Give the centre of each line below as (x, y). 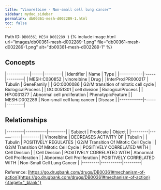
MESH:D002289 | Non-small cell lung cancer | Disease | (61, 100)
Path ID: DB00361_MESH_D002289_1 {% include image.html (60, 37)
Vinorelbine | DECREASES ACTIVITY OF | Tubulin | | (96, 137)
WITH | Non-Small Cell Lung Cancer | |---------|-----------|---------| (74, 162)
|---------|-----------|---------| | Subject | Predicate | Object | (67, 132)
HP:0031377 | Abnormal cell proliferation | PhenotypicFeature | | (69, 95)
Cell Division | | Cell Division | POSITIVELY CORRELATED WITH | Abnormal (79, 152)
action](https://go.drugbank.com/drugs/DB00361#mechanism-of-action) (78, 177)
